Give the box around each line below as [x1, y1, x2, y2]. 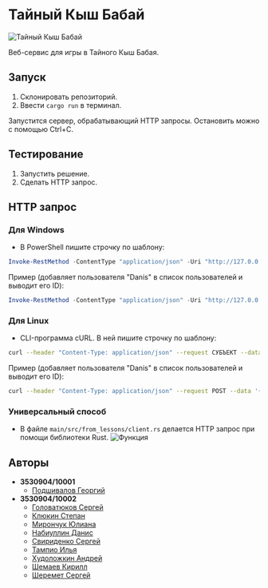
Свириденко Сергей [31, 537, 101, 546]
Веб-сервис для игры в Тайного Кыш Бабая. [8, 47, 160, 57]
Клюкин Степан [31, 511, 85, 521]
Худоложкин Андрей [31, 554, 103, 563]
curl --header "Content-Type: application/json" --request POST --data [8, 387, 251, 395]
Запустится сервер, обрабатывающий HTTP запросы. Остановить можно [8, 116, 260, 125]
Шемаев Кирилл [31, 562, 88, 572]
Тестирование [8, 148, 84, 161]
